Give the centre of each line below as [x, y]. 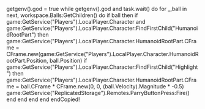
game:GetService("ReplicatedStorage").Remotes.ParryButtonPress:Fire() [98, 93]
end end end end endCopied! [43, 99]
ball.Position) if [68, 61]
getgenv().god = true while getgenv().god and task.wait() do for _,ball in [97, 9]
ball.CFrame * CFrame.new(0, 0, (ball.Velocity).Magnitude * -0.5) [102, 86]
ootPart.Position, [27, 61]
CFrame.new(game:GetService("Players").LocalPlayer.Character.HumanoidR [102, 54]
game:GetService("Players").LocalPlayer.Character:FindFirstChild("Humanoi [102, 28]
